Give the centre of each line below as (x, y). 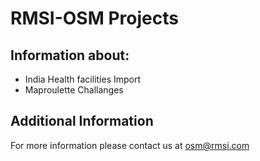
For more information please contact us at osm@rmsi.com (130, 145)
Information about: (70, 55)
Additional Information (82, 121)
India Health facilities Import (83, 79)
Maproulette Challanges (74, 90)
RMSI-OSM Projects (94, 18)
